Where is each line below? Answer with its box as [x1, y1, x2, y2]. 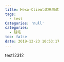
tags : [5, 12, 16, 17]
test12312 [5, 52, 24, 58]
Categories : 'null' [5, 21, 45, 26]
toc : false [5, 35, 27, 40]
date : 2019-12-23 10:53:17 [5, 39, 60, 44]
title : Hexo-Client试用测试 [5, 7, 59, 12]
